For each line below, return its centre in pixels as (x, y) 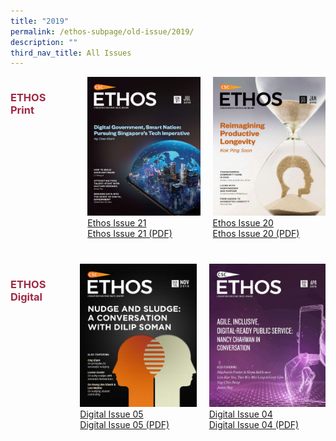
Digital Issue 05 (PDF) (124, 424)
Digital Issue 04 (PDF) (254, 424)
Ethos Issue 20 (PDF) (256, 233)
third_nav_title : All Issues (71, 53)
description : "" (44, 42)
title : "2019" (40, 21)
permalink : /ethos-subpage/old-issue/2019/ (102, 31)
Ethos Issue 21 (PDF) (130, 233)
